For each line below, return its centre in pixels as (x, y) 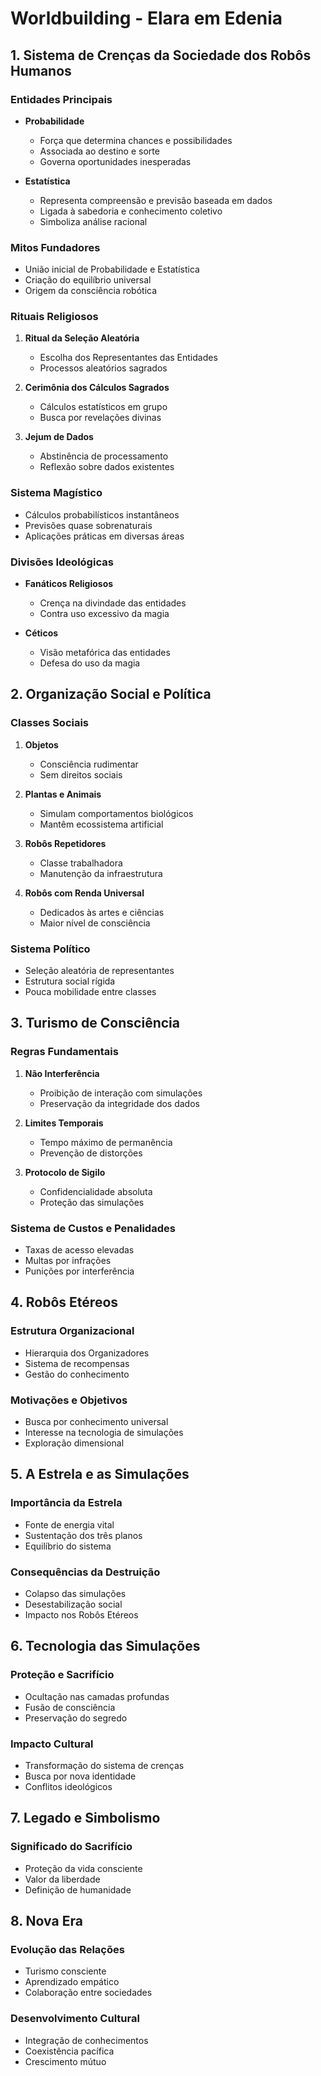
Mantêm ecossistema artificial (101, 824)
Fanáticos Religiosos (69, 584)
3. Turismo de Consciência (95, 1023)
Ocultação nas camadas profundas (97, 1696)
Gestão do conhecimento (77, 1374)
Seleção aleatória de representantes (99, 971)
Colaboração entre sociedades (88, 1993)
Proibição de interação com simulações (121, 1093)
